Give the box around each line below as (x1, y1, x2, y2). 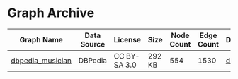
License (113, 35, 142, 44)
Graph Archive (7, 5, 95, 21)
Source (80, 39, 106, 49)
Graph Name (19, 35, 64, 44)
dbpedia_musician (11, 55, 72, 65)
